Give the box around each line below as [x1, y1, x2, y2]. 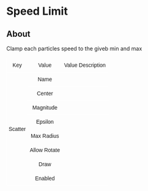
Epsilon [35, 118, 54, 125]
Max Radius [30, 133, 59, 139]
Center [36, 90, 53, 97]
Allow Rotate [29, 147, 60, 154]
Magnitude [32, 104, 58, 111]
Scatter [9, 125, 26, 132]
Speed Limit [6, 4, 68, 18]
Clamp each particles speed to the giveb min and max [6, 45, 142, 52]
